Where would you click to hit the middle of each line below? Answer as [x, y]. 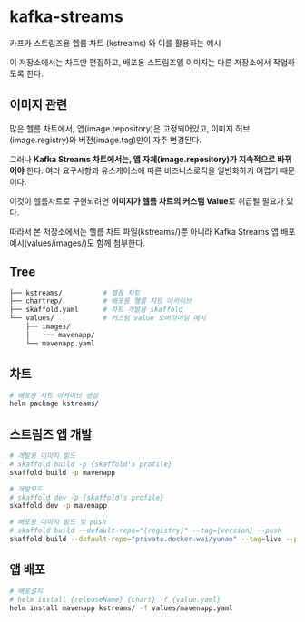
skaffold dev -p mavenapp [58, 506]
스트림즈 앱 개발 [51, 434]
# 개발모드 [26, 489]
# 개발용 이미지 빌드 [43, 456]
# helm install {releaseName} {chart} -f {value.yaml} [115, 599]
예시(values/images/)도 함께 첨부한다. [77, 243]
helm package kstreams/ [54, 404]
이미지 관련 [39, 105]
